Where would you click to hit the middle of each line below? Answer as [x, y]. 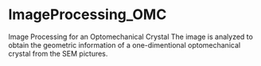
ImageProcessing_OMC [88, 15]
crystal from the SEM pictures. [58, 53]
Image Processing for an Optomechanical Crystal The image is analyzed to [130, 37]
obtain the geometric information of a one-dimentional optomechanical [125, 45]
